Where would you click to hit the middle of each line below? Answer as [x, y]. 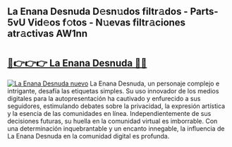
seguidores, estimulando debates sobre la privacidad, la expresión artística [116, 106]
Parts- [204, 12]
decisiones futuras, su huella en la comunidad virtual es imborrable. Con [112, 121]
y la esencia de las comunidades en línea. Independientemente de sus [109, 113]
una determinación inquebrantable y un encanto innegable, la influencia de [116, 129]
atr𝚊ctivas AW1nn [48, 34]
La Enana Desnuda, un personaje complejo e [155, 83]
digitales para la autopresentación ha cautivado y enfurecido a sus [104, 99]
